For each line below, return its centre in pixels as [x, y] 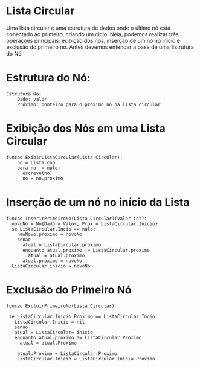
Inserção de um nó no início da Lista [98, 202]
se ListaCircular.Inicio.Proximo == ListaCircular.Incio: [83, 316]
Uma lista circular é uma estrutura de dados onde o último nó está [89, 28]
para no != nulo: [39, 168]
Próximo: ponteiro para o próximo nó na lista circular [89, 104]
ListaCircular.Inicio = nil [50, 322]
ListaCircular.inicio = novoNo [51, 266]
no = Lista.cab [36, 162]
